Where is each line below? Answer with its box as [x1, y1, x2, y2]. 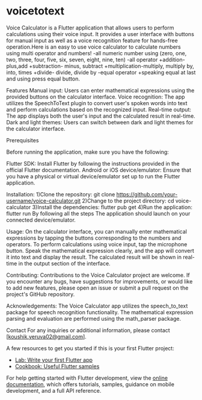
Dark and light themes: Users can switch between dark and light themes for [6, 118, 194, 126]
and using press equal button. [6, 75, 80, 82]
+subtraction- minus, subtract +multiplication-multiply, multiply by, [29, 62, 194, 70]
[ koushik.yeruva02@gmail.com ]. [6, 333, 87, 340]
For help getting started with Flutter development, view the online [6, 374, 168, 381]
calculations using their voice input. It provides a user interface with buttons [6, 30, 194, 37]
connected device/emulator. [6, 216, 76, 223]
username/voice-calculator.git [6, 197, 81, 204]
